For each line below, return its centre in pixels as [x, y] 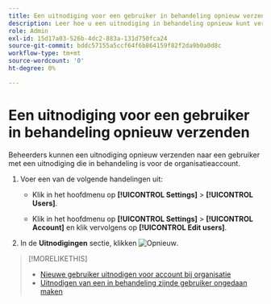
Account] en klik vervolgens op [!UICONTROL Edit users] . [129, 227]
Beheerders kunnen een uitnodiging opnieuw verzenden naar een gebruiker [134, 155]
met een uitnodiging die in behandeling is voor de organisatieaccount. [124, 163]
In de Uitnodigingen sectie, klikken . [99, 243]
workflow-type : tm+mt [45, 53]
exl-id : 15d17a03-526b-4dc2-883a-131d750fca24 [88, 38]
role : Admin [28, 31]
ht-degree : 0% [32, 69]
